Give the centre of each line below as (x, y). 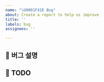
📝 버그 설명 (22, 55)
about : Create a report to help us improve (52, 15)
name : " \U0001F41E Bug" (31, 10)
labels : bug (18, 24)
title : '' (16, 19)
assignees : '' (20, 29)
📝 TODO (18, 73)
